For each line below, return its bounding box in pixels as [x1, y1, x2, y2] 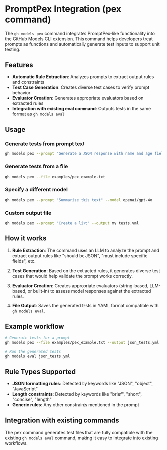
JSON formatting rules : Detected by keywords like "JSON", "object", [12, 380, 153, 386]
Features [5, 61, 33, 69]
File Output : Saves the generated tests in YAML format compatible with [12, 302, 159, 308]
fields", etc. [12, 258, 36, 264]
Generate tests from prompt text [5, 140, 85, 147]
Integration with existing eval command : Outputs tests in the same [12, 105, 151, 111]
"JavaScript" [12, 386, 38, 392]
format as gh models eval [12, 111, 65, 117]
